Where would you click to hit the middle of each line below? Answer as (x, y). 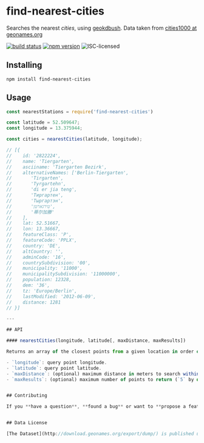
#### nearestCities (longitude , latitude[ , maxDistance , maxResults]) (96, 341)
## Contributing (27, 396)
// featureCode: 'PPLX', (42, 241)
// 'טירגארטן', (31, 206)
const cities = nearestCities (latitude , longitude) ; (74, 139)
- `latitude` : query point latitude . (54, 368)
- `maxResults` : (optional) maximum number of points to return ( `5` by (100, 379)
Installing (24, 65)
